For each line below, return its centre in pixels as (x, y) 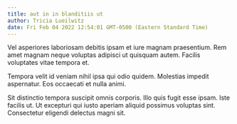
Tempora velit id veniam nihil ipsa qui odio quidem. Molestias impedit (108, 76)
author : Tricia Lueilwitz (46, 21)
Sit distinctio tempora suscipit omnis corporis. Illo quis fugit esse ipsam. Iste (118, 98)
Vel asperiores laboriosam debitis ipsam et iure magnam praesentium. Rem (117, 48)
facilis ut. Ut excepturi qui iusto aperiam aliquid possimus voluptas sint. (111, 105)
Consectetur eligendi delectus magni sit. (67, 113)
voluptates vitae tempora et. (49, 63)
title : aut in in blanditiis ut (55, 14)
